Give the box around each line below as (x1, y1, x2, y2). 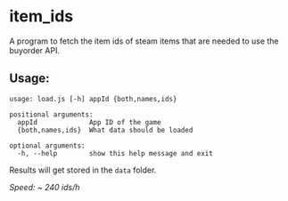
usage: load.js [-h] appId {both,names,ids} (9, 94, 177, 103)
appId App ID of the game (17, 117, 162, 126)
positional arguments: (9, 109, 94, 119)
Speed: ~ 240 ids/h (9, 181, 80, 192)
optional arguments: (9, 141, 86, 150)
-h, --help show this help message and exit (17, 149, 214, 157)
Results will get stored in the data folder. (9, 165, 157, 175)
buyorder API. (9, 44, 61, 55)
